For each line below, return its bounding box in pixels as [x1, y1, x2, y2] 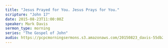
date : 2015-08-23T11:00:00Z [5, 16, 64, 21]
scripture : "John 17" [5, 12, 50, 17]
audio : [5, 35, 19, 40]
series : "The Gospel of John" [5, 30, 68, 35]
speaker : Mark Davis [5, 21, 48, 26]
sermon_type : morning [5, 26, 50, 31]
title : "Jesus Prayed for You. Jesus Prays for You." [5, 7, 120, 12]
